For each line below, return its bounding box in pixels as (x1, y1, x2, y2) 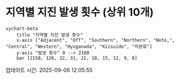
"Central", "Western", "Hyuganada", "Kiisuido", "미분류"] (5, 43, 152, 50)
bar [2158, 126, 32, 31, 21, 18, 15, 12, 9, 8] (16, 55, 137, 61)
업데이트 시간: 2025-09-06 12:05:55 (5, 66, 93, 74)
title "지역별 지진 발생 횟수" (16, 32, 83, 38)
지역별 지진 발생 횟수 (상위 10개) (5, 5, 154, 19)
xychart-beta (5, 25, 38, 32)
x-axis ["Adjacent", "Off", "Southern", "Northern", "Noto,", (16, 37, 175, 43)
